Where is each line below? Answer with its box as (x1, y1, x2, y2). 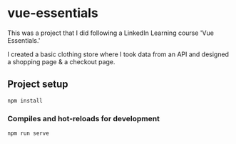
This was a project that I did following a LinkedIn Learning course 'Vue (7, 29, 214, 37)
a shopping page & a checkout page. (7, 57, 116, 66)
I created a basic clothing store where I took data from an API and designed (7, 50, 230, 58)
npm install (7, 97, 43, 104)
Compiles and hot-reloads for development (7, 113, 160, 123)
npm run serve (7, 130, 50, 137)
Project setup (7, 78, 69, 91)
